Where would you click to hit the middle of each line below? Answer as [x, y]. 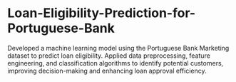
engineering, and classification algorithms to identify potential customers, [116, 63]
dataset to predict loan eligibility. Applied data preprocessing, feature [109, 56]
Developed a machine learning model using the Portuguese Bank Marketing [118, 48]
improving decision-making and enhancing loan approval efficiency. [107, 71]
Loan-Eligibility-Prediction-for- [102, 13]
